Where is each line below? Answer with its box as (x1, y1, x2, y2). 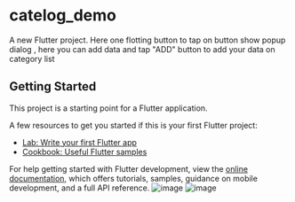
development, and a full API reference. (9, 183, 150, 193)
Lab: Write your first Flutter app (21, 136, 138, 147)
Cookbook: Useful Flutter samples (21, 146, 147, 157)
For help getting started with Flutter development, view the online (9, 163, 249, 174)
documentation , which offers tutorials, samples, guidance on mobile (9, 173, 258, 183)
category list (9, 53, 55, 64)
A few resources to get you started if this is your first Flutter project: (9, 120, 258, 130)
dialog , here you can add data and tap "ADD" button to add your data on (9, 43, 275, 54)
